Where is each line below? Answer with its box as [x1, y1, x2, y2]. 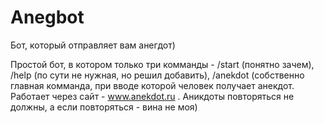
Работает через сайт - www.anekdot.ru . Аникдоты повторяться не [10, 90, 295, 102]
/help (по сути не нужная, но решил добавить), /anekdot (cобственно [10, 69, 305, 81]
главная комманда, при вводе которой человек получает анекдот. [10, 79, 295, 91]
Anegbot [10, 6, 85, 29]
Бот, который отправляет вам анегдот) [10, 39, 176, 51]
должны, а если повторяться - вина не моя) [10, 101, 198, 113]
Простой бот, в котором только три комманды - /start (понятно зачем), [10, 58, 315, 70]
